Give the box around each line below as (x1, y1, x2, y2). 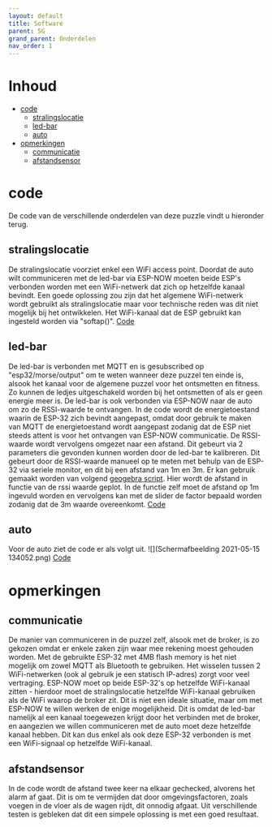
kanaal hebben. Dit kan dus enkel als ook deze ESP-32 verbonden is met (8, 730, 252, 739)
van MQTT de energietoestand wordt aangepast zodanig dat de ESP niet (8, 421, 251, 431)
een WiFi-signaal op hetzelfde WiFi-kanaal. (8, 739, 153, 748)
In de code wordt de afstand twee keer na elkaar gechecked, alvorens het (8, 784, 256, 794)
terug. (8, 220, 28, 229)
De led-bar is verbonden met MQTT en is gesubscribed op (8, 361, 205, 371)
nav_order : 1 (8, 42, 53, 50)
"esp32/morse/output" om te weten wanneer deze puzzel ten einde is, (8, 370, 244, 380)
